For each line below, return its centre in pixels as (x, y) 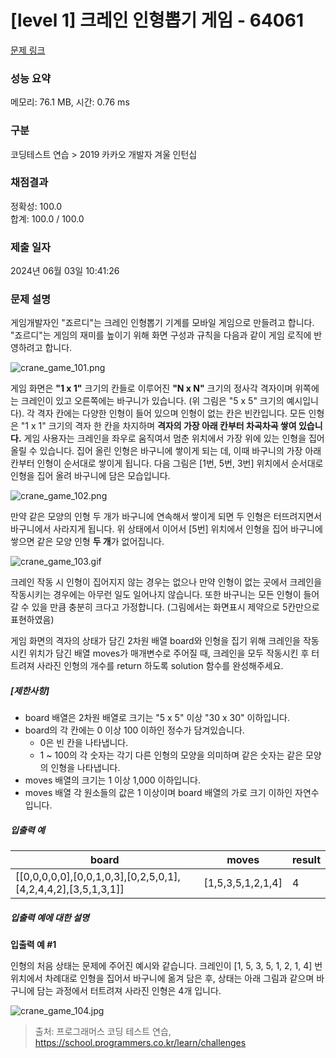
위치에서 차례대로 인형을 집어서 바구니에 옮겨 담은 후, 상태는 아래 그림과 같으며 (162, 978)
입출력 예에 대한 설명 (50, 917)
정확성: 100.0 (36, 206)
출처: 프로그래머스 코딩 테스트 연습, (103, 1032)
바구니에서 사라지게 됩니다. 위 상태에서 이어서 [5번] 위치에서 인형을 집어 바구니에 (166, 529)
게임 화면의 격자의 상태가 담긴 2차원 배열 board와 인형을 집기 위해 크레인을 (155, 641)
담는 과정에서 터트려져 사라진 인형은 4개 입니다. (129, 991)
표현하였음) (32, 620)
